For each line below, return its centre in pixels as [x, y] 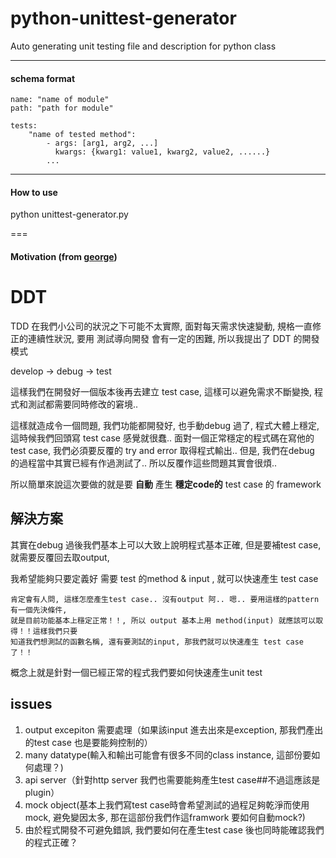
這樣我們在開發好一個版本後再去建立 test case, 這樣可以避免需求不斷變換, [161, 391]
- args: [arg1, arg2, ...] [102, 143]
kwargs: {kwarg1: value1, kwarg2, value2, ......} [162, 152]
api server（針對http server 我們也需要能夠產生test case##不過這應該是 [172, 779]
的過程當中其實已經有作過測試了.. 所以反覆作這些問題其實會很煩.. [144, 463]
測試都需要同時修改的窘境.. [83, 404]
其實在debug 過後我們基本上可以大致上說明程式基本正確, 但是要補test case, [166, 544]
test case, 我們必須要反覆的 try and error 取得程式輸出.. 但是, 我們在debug [162, 450]
